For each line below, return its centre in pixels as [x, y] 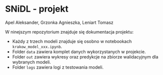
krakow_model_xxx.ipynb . [37, 46]
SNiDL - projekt [37, 9]
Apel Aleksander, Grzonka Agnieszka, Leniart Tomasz [59, 22]
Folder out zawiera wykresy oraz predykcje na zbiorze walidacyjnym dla [85, 56]
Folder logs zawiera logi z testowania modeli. [58, 67]
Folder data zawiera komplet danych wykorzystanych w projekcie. [79, 52]
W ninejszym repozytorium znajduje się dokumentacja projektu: [69, 32]
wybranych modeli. [31, 62]
